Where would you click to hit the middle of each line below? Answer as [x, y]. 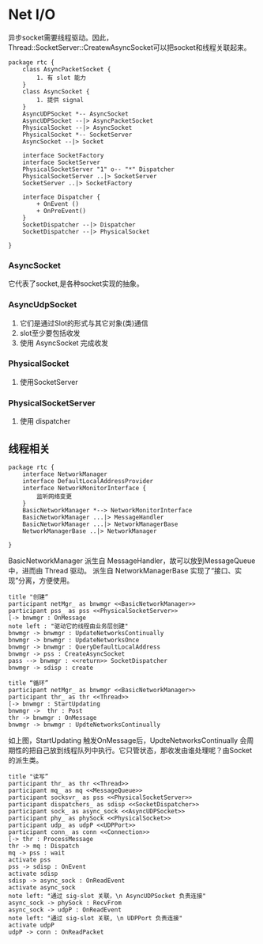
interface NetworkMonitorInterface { [85, 488]
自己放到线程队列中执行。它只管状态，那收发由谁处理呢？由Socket [144, 750]
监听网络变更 [54, 497]
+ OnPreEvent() [62, 211]
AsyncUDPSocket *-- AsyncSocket [75, 114]
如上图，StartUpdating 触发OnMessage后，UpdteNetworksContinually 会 [128, 740]
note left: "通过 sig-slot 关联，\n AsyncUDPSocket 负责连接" [107, 896]
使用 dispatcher [45, 421]
